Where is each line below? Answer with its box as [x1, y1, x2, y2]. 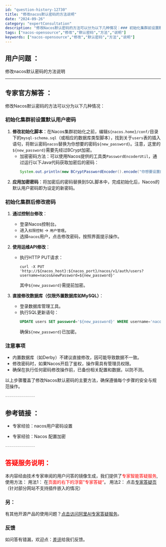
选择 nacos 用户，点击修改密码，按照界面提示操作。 [19, 233, 122, 239]
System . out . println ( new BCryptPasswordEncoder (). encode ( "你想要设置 [19, 169, 160, 174]
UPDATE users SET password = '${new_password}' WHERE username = [19, 319, 151, 324]
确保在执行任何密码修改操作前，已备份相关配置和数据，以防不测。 [12, 367, 147, 373]
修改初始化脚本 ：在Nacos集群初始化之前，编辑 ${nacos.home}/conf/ [12, 128, 150, 134]
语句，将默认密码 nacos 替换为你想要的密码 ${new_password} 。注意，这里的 [12, 141, 161, 147]
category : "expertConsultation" [5, 21, 72, 26]
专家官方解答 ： [5, 89, 52, 97]
